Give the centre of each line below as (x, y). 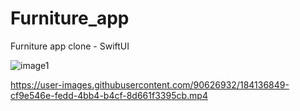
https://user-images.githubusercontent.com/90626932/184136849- (150, 84)
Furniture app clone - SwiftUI (70, 46)
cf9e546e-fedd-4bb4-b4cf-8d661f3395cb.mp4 (109, 95)
